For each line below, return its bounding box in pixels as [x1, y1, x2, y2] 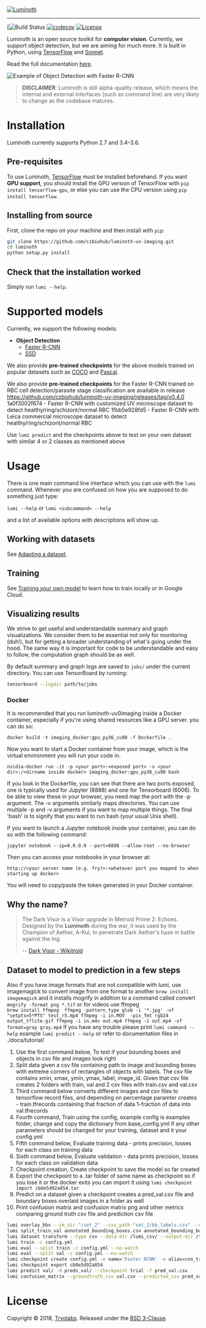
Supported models [7, 304, 103, 318]
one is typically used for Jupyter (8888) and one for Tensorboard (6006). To [7, 786, 199, 794]
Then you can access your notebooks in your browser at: [7, 854, 151, 861]
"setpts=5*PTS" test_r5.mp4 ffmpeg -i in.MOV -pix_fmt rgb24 [7, 1013, 169, 1019]
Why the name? [7, 899, 68, 909]
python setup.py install [7, 250, 70, 256]
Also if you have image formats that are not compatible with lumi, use [7, 981, 182, 989]
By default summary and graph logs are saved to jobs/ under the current [7, 663, 191, 670]
